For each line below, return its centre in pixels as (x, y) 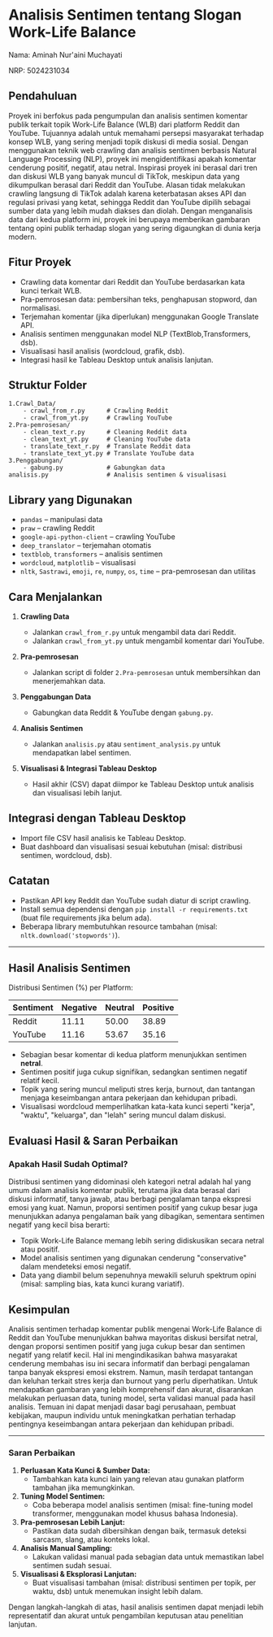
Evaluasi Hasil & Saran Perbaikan (93, 1141)
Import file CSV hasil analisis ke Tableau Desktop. (103, 838)
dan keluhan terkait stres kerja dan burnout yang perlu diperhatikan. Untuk (133, 1381)
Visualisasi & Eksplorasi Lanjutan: (78, 1574)
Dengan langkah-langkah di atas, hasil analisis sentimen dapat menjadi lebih (136, 1607)
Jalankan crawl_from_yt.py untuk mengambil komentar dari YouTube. (148, 641)
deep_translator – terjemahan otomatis (86, 546)
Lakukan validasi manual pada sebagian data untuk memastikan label (148, 1557)
